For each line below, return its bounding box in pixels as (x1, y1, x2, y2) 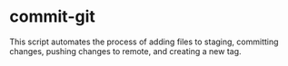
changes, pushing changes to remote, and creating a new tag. (9, 45, 243, 56)
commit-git (9, 6, 95, 27)
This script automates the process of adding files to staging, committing (9, 36, 279, 47)
